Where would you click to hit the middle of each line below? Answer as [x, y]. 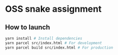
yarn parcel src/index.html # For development [54, 43]
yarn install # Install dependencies [44, 38]
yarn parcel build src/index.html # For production [59, 48]
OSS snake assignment [53, 9]
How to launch [28, 27]
